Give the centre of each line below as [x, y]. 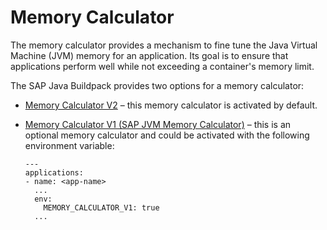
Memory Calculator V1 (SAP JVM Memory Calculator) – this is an [158, 124]
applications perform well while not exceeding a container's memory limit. [162, 66]
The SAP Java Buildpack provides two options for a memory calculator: [157, 85]
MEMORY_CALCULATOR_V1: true [101, 207]
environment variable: [69, 145]
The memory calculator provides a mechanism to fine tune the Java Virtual [164, 45]
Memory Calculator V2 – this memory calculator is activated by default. [171, 105]
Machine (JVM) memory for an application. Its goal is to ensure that [149, 55]
